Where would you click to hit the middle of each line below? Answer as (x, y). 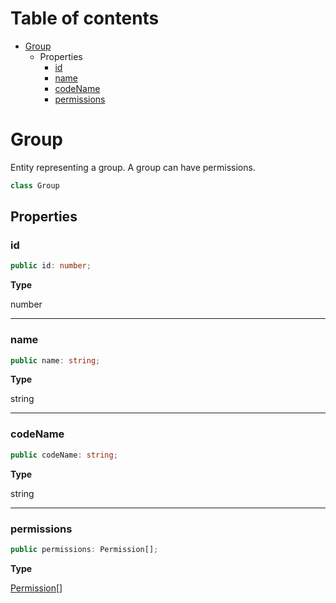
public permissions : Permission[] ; (84, 549)
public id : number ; (51, 266)
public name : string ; (55, 360)
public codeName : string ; (64, 455)
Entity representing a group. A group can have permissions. (133, 167)
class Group (35, 185)
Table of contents (85, 18)
